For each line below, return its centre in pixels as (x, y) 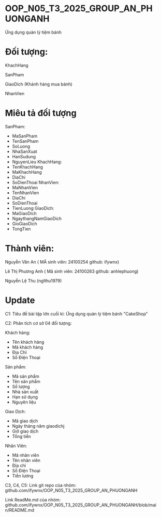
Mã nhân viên (26, 455)
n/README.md (20, 510)
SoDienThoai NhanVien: (36, 182)
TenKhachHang (28, 167)
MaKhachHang (27, 172)
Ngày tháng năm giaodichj (38, 426)
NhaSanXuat (24, 151)
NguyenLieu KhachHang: (37, 162)
